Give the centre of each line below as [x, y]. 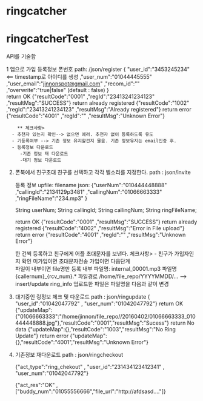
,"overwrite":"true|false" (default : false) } [58, 90]
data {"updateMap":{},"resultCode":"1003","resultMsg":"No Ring [95, 330]
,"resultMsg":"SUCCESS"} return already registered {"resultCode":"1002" [98, 103]
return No [183, 323]
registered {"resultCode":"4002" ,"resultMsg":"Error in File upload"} [100, 228]
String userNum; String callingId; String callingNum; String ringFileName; [106, 210]
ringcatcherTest [48, 39]
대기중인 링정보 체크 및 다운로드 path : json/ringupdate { [82, 297]
